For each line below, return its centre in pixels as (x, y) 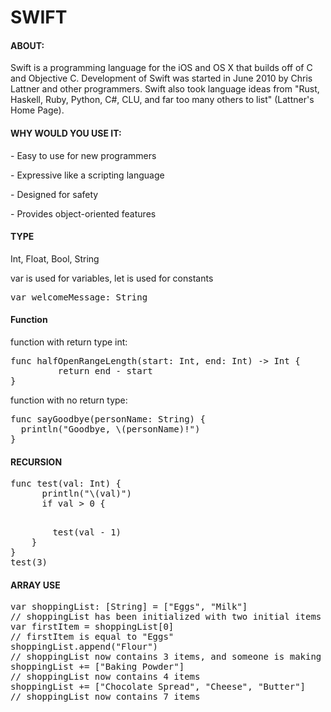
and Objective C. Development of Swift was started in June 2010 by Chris (161, 78)
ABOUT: (27, 45)
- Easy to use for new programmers (83, 155)
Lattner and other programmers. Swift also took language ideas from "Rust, (165, 89)
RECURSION (36, 462)
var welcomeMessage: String (79, 297)
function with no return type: (69, 400)
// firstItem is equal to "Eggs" (92, 637)
